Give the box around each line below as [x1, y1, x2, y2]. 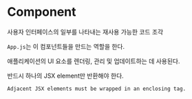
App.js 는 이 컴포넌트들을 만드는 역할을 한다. [7, 42, 125, 50]
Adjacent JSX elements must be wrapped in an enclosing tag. [7, 85, 186, 92]
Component [7, 4, 77, 20]
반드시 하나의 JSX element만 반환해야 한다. [7, 71, 124, 80]
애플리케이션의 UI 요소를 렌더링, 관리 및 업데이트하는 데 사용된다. [7, 56, 180, 65]
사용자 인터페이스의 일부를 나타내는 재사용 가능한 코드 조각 [7, 27, 164, 36]
